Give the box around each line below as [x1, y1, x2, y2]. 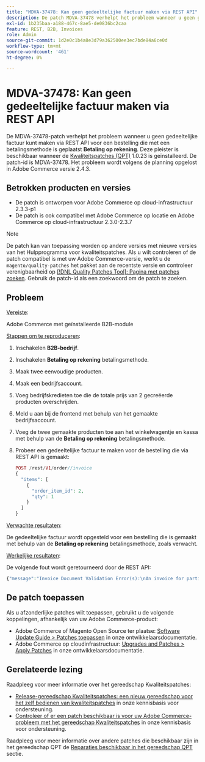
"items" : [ [21, 476, 49, 482]
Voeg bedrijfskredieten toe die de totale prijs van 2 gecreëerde [15, 392, 173, 399]
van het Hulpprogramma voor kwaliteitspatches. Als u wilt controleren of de [6, 248, 196, 256]
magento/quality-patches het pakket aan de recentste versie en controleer [6, 261, 193, 269]
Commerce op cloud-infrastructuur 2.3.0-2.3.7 [15, 219, 132, 226]
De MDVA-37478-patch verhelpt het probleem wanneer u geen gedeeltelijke [6, 132, 198, 140]
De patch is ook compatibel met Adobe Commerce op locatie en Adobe [15, 212, 195, 219]
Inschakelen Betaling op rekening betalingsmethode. [15, 356, 149, 364]
